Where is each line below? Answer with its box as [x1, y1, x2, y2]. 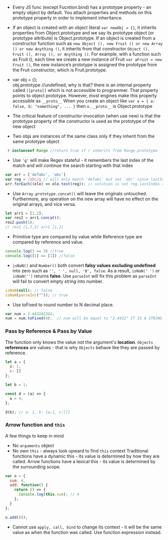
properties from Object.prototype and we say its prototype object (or [12, 30, 154, 35]
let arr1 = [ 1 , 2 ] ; [5, 211, 43, 216]
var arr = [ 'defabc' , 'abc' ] [5, 172, 66, 177]
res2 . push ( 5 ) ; [5, 220, 35, 225]
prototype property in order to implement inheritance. [12, 15, 123, 20]
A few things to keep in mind [5, 433, 64, 439]
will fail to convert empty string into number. [12, 278, 103, 284]
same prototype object [12, 138, 59, 144]
